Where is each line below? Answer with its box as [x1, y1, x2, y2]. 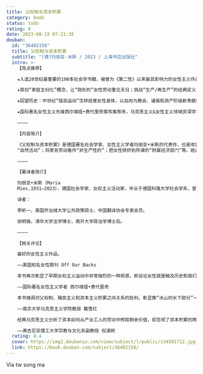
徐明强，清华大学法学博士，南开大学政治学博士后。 [17, 218, 126, 225]
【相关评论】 [17, 240, 44, 246]
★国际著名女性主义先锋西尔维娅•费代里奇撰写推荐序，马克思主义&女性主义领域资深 [17, 109, 192, 115]
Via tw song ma [6, 361, 45, 368]
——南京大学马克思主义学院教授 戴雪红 [17, 306, 98, 312]
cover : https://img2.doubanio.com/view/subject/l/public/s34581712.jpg [11, 339, 196, 345]
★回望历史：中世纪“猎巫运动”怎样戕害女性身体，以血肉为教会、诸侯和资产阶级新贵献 [17, 98, 196, 104]
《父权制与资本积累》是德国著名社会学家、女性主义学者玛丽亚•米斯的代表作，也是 [17, 142, 191, 148]
